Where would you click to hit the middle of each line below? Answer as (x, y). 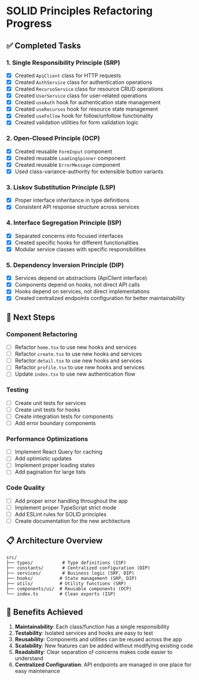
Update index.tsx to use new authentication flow (75, 374)
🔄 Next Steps (31, 317)
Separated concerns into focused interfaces (69, 236)
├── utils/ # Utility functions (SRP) (66, 584)
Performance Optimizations (47, 439)
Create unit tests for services (50, 403)
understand (29, 658)
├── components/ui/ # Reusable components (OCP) (69, 589)
